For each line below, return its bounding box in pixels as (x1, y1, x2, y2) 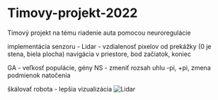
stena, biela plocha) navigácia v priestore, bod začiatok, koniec (7, 50, 191, 58)
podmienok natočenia (7, 71, 71, 79)
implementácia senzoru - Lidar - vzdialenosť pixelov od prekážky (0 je (7, 42, 212, 50)
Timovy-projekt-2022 (7, 5, 138, 21)
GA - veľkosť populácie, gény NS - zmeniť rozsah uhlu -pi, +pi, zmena (7, 63, 211, 72)
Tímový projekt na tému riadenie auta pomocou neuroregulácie (7, 28, 191, 37)
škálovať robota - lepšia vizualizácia (7, 84, 112, 93)
